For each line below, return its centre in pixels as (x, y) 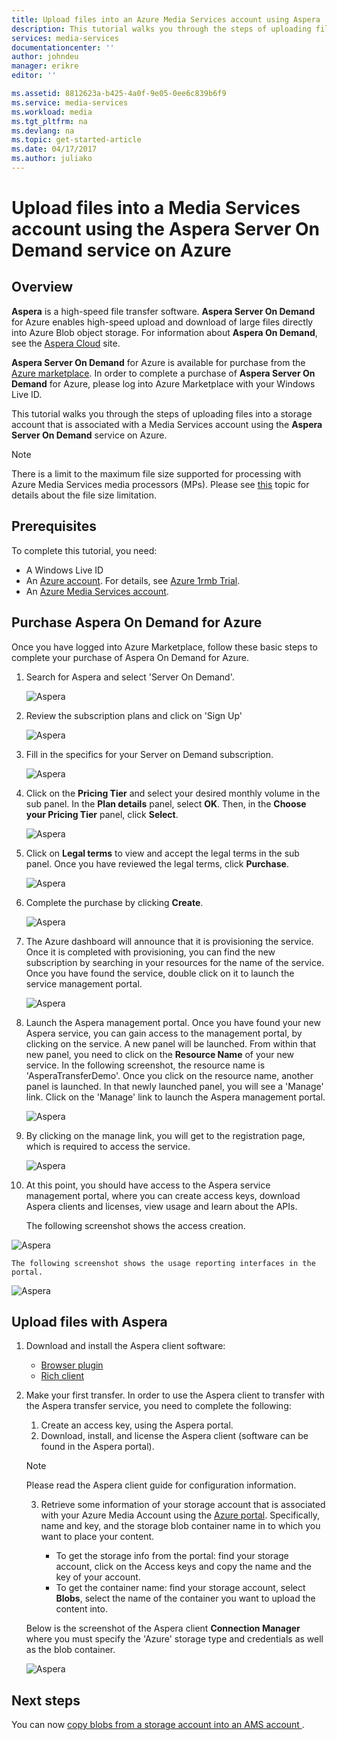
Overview (42, 287)
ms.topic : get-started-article (76, 140)
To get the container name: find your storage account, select (180, 1588)
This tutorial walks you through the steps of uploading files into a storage (162, 413)
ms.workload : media (52, 112)
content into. (81, 1609)
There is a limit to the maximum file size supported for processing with (156, 473)
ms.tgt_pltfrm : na (49, 121)
